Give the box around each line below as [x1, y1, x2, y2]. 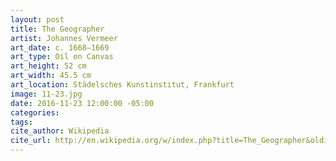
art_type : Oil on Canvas [10, 52, 114, 62]
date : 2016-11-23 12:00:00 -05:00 [10, 98, 155, 108]
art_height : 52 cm [10, 61, 87, 71]
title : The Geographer [10, 24, 105, 34]
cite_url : [10, 136, 52, 146]
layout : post [10, 14, 65, 25]
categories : [10, 107, 60, 118]
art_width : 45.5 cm [10, 71, 92, 81]
